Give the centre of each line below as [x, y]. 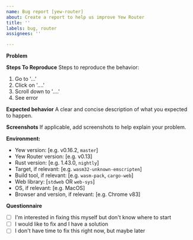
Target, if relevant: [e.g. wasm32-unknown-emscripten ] [78, 169]
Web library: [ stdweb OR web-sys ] [55, 182]
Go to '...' [26, 79]
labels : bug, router [32, 28]
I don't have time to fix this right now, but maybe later [80, 231]
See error [26, 98]
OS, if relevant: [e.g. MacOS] [50, 188]
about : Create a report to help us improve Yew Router [75, 17]
